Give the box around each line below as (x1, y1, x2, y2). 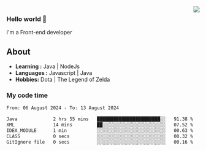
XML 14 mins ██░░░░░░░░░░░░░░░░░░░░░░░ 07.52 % (6, 122, 193, 128)
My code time (6, 91, 48, 100)
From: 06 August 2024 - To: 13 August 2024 (6, 105, 120, 111)
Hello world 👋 (6, 15, 47, 23)
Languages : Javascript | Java (15, 69, 93, 77)
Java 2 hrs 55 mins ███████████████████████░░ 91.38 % (6, 116, 193, 122)
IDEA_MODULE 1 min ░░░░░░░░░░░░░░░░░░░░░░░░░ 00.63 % (6, 128, 193, 134)
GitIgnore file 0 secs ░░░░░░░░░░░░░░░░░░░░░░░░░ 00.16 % (6, 139, 193, 145)
